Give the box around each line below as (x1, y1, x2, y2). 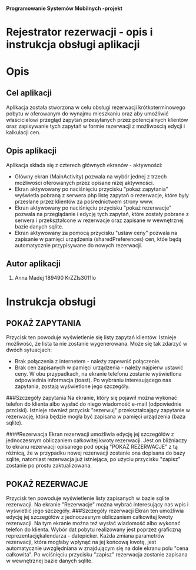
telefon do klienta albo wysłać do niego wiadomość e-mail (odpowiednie (6, 400, 182, 407)
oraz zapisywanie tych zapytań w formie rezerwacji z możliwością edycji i (6, 122, 185, 130)
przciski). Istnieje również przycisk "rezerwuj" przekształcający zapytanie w (6, 407, 190, 414)
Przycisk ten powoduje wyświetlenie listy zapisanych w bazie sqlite (6, 495, 170, 502)
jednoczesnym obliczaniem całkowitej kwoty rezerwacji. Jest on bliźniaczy (6, 437, 187, 444)
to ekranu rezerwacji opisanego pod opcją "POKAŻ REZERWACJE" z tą (6, 443, 178, 450)
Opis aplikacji (6, 146, 57, 156)
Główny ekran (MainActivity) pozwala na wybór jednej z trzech (14, 173, 167, 180)
